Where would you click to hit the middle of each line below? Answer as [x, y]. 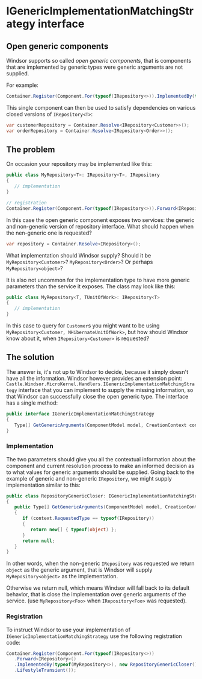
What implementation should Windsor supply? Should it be [79, 255]
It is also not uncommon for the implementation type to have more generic [98, 280]
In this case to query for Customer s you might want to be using [83, 326]
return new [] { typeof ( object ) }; [74, 529]
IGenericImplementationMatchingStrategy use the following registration [94, 636]
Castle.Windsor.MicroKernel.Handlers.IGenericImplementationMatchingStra [101, 384]
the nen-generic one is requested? [49, 233]
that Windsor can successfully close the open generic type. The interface [97, 396]
